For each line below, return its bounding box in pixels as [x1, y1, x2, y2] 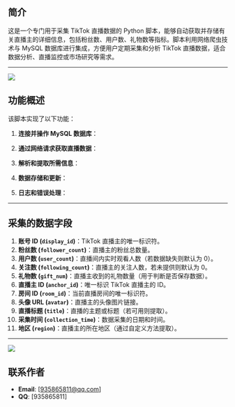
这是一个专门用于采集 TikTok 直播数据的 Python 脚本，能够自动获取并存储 [8, 26, 219, 35]
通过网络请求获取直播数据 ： [17, 144, 98, 152]
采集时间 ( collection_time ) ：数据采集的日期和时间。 [17, 316, 169, 324]
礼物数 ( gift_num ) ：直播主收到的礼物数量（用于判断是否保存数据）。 [17, 272, 211, 280]
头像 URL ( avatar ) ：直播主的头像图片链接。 [17, 298, 142, 307]
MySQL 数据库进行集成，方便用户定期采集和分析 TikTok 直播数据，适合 [21, 44, 226, 52]
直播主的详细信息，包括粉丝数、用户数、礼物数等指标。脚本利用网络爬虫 [13, 35, 222, 43]
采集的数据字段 [8, 217, 73, 229]
